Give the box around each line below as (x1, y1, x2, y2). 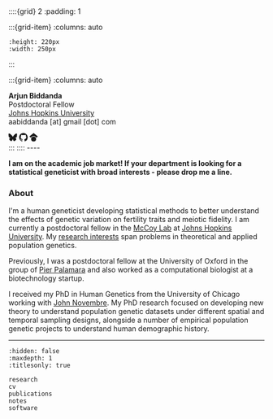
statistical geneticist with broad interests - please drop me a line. (8, 167, 233, 177)
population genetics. (8, 241, 77, 251)
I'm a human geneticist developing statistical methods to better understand (8, 206, 260, 216)
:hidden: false (8, 347, 60, 356)
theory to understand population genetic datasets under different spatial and (8, 307, 265, 316)
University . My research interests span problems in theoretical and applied (8, 232, 258, 242)
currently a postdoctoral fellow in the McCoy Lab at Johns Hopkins (8, 223, 232, 233)
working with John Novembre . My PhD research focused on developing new (8, 298, 264, 308)
